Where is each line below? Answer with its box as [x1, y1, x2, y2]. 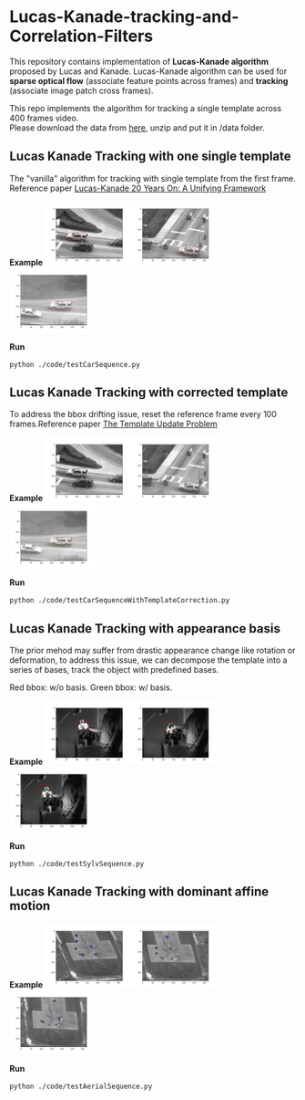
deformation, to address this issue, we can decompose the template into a [9, 655, 288, 665]
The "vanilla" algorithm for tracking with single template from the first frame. [9, 173, 296, 183]
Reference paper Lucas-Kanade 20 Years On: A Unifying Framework [9, 183, 267, 194]
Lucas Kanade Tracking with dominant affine [9, 884, 269, 900]
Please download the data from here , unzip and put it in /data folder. [9, 121, 266, 133]
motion [9, 898, 51, 914]
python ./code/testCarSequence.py [9, 360, 141, 369]
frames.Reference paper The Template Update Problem [9, 418, 219, 430]
